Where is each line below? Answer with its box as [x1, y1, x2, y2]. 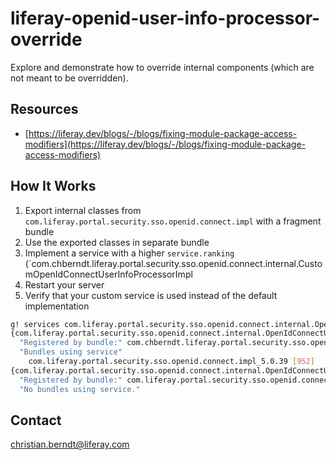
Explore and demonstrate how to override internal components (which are [10, 61, 315, 73]
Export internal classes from [24, 204, 142, 216]
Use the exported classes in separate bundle [24, 236, 210, 248]
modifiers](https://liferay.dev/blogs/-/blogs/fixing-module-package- [24, 138, 307, 150]
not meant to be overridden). [10, 72, 129, 84]
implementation [24, 300, 90, 312]
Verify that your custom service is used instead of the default [24, 289, 278, 301]
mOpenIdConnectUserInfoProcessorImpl [24, 268, 193, 280]
